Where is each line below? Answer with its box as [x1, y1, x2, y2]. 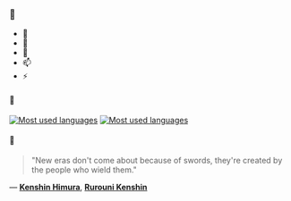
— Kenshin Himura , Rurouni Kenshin [9, 181, 148, 192]
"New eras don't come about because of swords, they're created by [30, 155, 283, 165]
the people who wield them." [30, 164, 137, 175]
